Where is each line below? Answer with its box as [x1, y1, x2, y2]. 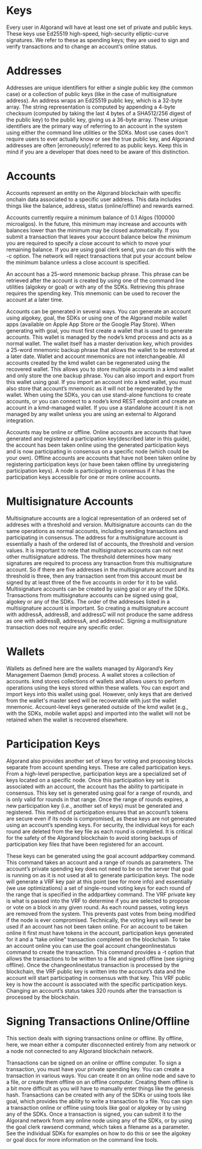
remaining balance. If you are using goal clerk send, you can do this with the [6, 246, 196, 253]
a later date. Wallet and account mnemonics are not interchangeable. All [6, 353, 185, 360]
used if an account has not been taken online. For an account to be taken [6, 923, 188, 930]
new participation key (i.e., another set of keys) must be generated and [6, 802, 183, 809]
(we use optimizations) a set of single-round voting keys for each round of [6, 884, 191, 891]
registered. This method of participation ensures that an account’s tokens [6, 808, 189, 816]
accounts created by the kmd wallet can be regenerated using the [6, 359, 170, 366]
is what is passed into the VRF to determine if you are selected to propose [6, 897, 190, 904]
